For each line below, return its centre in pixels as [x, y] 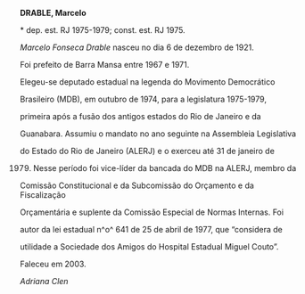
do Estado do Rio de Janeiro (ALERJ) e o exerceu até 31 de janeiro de [148, 151]
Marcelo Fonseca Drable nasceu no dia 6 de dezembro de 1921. [137, 47]
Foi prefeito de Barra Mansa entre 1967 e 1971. [105, 65]
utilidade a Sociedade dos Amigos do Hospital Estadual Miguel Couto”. [149, 247]
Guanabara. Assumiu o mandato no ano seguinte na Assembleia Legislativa [158, 134]
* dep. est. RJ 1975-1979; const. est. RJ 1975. [103, 30]
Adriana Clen [44, 281]
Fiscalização [43, 195]
